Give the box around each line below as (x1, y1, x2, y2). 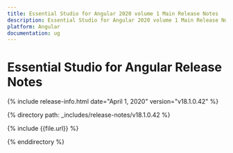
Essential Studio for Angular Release (7, 60, 222, 75)
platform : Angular (7, 23, 60, 30)
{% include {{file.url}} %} (7, 124, 79, 133)
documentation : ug (7, 29, 60, 37)
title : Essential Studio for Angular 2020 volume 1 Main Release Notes (7, 10, 218, 17)
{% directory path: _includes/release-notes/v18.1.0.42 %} (7, 111, 171, 119)
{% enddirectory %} (7, 138, 64, 146)
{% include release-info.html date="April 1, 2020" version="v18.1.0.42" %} (7, 97, 219, 106)
